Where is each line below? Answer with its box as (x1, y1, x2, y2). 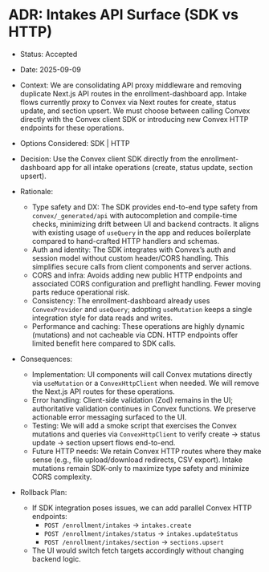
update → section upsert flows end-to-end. (31, 437, 176, 447)
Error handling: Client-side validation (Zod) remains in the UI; (31, 395, 234, 404)
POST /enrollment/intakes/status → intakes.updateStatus (43, 528, 238, 538)
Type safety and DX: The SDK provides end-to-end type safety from (31, 202, 259, 212)
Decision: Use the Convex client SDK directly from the (19, 154, 199, 164)
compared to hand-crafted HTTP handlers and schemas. (31, 236, 220, 245)
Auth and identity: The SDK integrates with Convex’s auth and (31, 245, 236, 254)
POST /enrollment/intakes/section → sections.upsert (43, 537, 225, 546)
